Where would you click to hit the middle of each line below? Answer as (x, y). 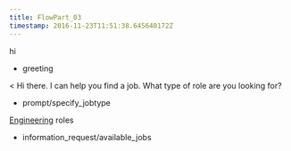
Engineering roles (42, 120)
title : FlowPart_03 (46, 17)
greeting (37, 68)
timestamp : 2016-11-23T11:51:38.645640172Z (91, 26)
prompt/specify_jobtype (67, 102)
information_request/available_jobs (87, 137)
